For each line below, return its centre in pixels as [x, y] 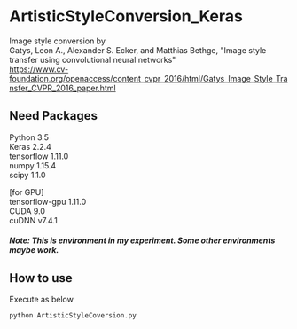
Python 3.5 [29, 137]
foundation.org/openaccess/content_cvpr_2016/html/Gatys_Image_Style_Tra [148, 78]
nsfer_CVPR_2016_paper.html [63, 88]
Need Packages [54, 116]
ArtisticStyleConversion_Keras [126, 16]
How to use [41, 278]
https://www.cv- [39, 69]
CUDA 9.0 [27, 211]
